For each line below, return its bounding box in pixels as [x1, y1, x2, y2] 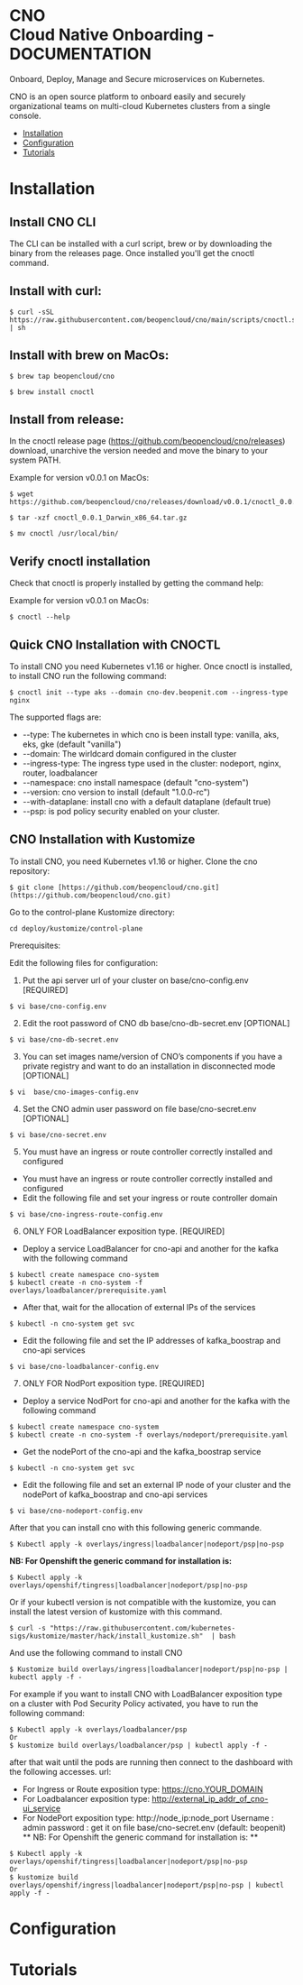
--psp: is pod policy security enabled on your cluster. [22, 806, 221, 816]
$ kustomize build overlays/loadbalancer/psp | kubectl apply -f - [9, 1741, 269, 1750]
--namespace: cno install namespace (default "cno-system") [22, 777, 250, 787]
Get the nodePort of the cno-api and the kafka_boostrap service [22, 1446, 262, 1457]
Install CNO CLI [9, 214, 96, 230]
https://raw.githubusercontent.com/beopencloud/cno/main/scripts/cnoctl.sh [9, 315, 300, 325]
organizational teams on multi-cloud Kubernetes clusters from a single [9, 100, 271, 111]
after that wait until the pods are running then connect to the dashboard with [9, 1756, 293, 1768]
